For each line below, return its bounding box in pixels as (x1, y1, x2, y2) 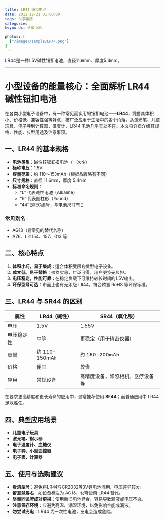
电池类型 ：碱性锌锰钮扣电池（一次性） (12, 159, 90, 164)
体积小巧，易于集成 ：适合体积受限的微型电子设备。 (12, 263, 116, 269)
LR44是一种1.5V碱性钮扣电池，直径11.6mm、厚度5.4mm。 (5, 57, 122, 63)
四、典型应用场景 (5, 415, 57, 424)
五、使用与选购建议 (5, 470, 63, 478)
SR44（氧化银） (100, 313, 138, 320)
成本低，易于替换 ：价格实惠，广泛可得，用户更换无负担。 (12, 269, 129, 275)
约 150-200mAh (80, 352, 119, 358)
